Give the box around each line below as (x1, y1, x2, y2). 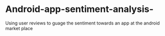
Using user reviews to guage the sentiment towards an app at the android (5, 20, 160, 26)
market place (5, 25, 33, 31)
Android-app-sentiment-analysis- (5, 3, 154, 15)
